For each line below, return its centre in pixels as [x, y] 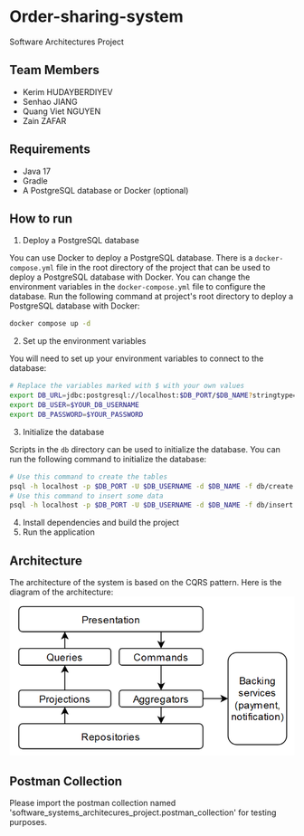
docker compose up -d [50, 324]
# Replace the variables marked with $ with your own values [127, 386]
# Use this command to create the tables [89, 477]
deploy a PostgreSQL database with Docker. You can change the [130, 277]
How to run [41, 218]
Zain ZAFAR [44, 120]
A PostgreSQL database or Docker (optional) [105, 190]
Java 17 [37, 171]
